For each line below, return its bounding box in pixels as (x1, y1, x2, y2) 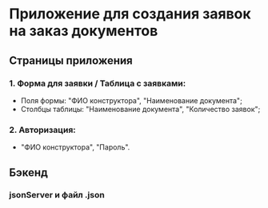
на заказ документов (9, 22, 158, 40)
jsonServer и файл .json (9, 190, 105, 201)
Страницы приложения (9, 54, 133, 67)
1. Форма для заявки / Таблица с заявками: (9, 78, 186, 89)
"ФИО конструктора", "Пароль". (20, 142, 130, 152)
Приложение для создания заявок (9, 5, 251, 23)
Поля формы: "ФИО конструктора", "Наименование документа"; (20, 95, 242, 105)
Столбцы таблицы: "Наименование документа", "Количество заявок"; (20, 104, 261, 114)
